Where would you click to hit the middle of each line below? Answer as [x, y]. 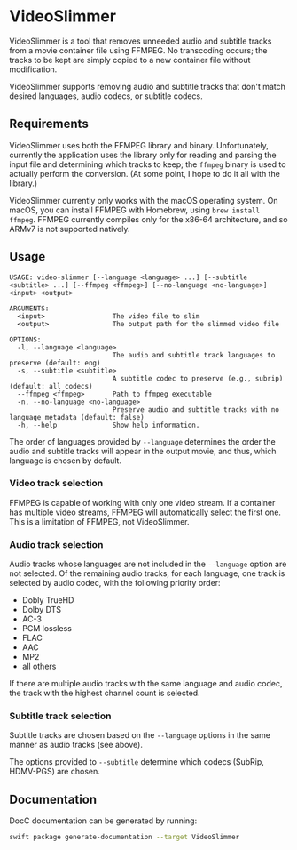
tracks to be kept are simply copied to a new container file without [130, 60]
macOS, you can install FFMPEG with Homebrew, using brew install [134, 210]
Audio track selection [56, 544]
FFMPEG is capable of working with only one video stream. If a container [142, 502]
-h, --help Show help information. [109, 425]
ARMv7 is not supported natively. [70, 229]
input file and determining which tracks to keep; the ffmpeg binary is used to [148, 164]
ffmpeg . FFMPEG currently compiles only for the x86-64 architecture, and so [148, 219]
